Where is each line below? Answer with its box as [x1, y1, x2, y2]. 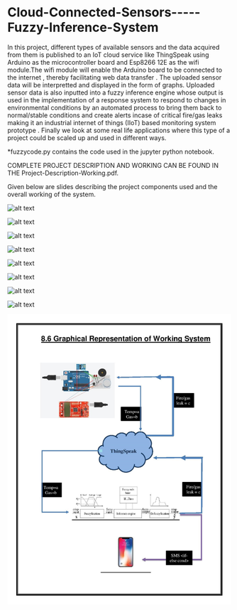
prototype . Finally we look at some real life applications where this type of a [7, 126, 231, 134]
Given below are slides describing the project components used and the [7, 182, 218, 191]
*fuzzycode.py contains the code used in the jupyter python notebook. [7, 147, 214, 156]
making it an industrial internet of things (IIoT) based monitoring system [7, 118, 216, 127]
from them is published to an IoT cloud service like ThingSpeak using [7, 50, 209, 59]
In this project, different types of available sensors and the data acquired [7, 43, 220, 51]
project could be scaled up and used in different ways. [7, 133, 167, 142]
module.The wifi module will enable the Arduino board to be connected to [7, 65, 222, 74]
